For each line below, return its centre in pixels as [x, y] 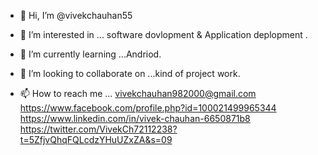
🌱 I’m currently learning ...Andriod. [90, 54]
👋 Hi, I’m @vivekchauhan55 [76, 15]
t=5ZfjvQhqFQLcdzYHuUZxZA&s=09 [96, 139]
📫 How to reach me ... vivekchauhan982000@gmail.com [138, 93]
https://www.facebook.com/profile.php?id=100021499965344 [148, 108]
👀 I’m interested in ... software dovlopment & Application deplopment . [163, 34]
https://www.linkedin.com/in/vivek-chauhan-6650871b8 [135, 118]
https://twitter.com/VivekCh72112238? [98, 129]
